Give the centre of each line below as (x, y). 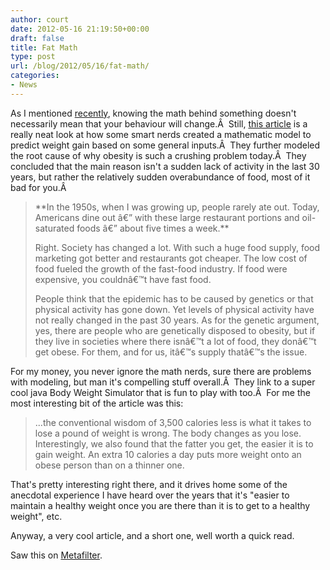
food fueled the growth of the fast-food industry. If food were (161, 268)
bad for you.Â (38, 187)
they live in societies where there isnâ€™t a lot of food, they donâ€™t (175, 341)
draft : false (37, 38)
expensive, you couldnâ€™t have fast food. (123, 279)
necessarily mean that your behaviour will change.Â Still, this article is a (159, 123)
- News (24, 85)
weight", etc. (36, 516)
